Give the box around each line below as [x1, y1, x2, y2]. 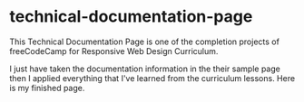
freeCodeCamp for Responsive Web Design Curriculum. [9, 45, 219, 56]
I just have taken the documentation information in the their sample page [9, 63, 281, 74]
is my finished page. [9, 82, 85, 93]
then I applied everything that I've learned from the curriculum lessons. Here [9, 72, 296, 83]
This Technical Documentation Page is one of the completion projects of [9, 36, 279, 47]
